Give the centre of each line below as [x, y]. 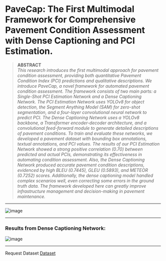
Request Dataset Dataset [30, 253]
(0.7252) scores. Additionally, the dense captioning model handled [85, 175]
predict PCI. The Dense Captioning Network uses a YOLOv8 [78, 117]
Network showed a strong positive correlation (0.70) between [80, 149]
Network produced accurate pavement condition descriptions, [81, 165]
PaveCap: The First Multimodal [70, 9]
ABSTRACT [29, 65]
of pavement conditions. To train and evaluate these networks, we [85, 133]
